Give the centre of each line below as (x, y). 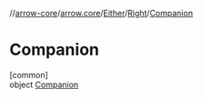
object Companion (44, 84)
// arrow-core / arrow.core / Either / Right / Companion (101, 13)
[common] (29, 74)
